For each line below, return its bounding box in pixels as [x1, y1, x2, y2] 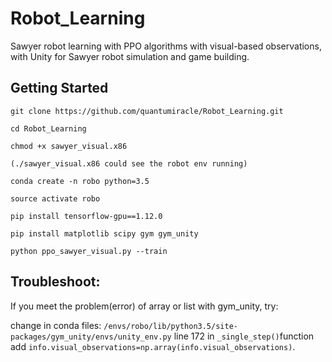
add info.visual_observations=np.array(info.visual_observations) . [10, 340, 296, 352]
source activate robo [10, 193, 101, 204]
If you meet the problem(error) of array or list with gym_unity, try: [10, 300, 279, 312]
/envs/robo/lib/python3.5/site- [103, 321, 238, 331]
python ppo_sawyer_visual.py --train [10, 246, 168, 256]
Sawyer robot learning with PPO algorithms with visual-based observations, [10, 40, 322, 52]
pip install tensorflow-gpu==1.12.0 [10, 211, 163, 221]
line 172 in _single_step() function [173, 330, 315, 342]
